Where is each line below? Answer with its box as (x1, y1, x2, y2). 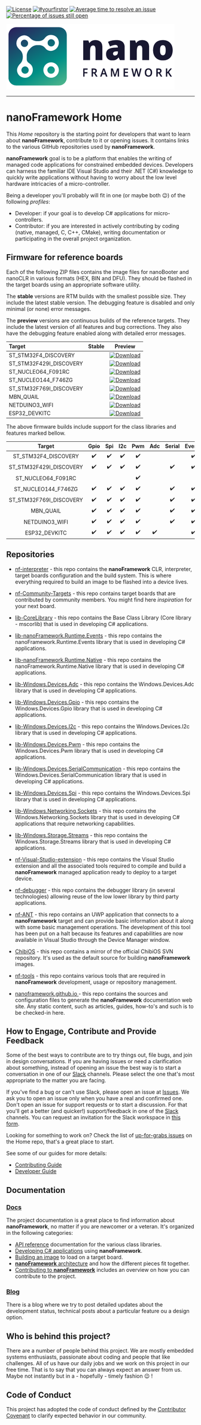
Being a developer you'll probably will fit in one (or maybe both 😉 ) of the (6, 191, 185, 199)
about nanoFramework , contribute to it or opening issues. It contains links (6, 136, 190, 144)
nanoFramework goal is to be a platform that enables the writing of (6, 154, 172, 161)
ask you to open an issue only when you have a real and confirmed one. (6, 1095, 184, 1102)
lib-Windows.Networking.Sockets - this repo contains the (14, 807, 157, 814)
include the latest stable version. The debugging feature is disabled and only (6, 299, 195, 306)
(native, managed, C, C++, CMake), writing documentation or (14, 228, 166, 236)
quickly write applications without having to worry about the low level (6, 173, 177, 181)
